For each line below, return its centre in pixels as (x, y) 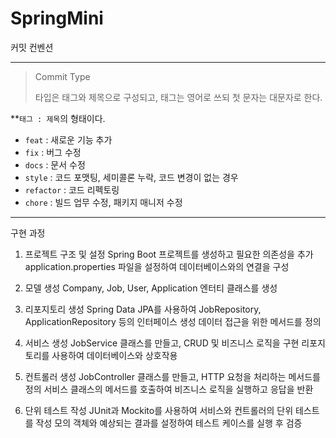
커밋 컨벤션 (32, 47)
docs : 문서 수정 (55, 164)
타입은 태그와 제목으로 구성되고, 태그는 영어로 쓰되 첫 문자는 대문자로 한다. (178, 97)
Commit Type (62, 76)
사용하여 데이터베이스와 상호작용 (114, 355)
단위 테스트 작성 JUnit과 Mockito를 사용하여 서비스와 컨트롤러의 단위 (159, 410)
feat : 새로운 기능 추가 (68, 139)
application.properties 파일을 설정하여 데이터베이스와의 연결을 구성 (157, 266)
